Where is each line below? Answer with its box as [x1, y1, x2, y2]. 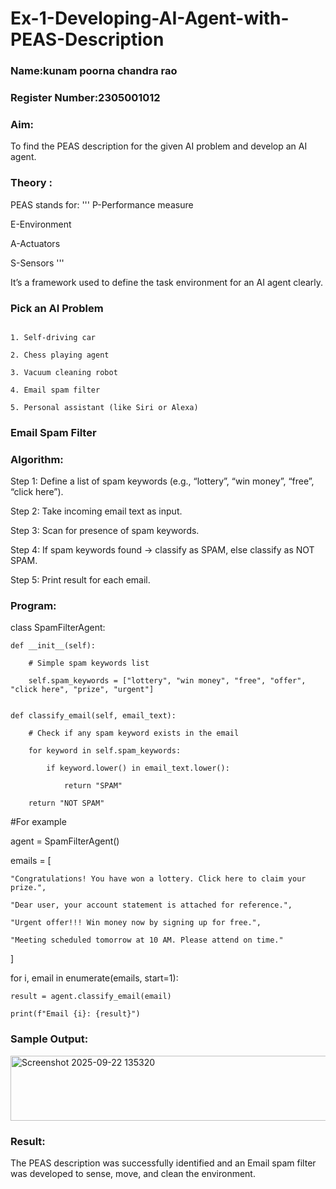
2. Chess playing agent [10, 350, 110, 360]
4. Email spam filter [10, 385, 101, 395]
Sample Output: [10, 1032, 89, 1046]
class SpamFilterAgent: [10, 622, 106, 634]
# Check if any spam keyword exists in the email [28, 728, 240, 739]
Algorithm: [10, 452, 64, 466]
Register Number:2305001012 [10, 91, 161, 105]
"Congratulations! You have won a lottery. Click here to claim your [10, 874, 307, 884]
